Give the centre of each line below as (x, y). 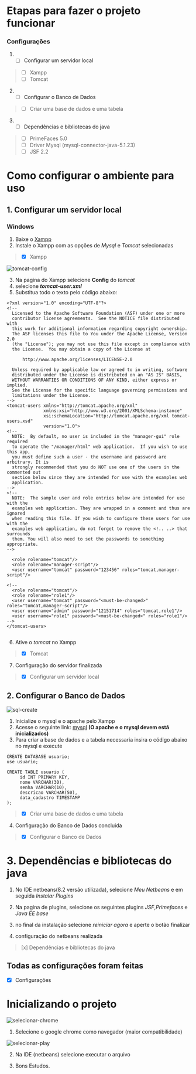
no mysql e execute (39, 746)
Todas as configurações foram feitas (75, 966)
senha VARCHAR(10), (43, 787)
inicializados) (32, 733)
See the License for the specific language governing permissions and (100, 390)
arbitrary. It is (28, 462)
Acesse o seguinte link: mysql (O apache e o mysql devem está (92, 727)
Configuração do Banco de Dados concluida (68, 825)
